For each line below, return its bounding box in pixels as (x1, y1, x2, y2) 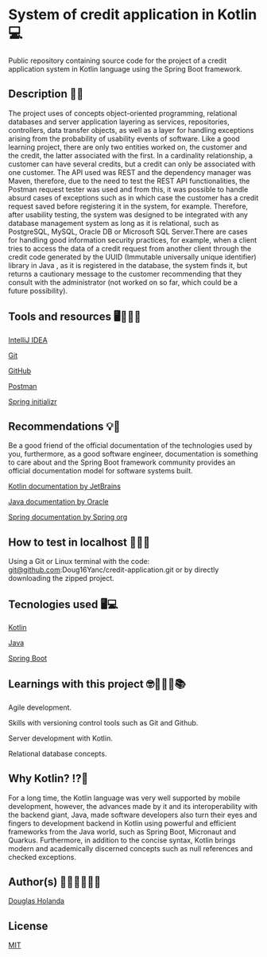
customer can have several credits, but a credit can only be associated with (8, 159, 256, 169)
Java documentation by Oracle (8, 497, 109, 507)
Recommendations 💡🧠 (8, 419, 121, 433)
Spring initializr (8, 396, 57, 407)
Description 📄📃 (8, 88, 84, 101)
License (8, 919, 48, 932)
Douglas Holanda (8, 897, 65, 906)
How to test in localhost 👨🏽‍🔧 (8, 535, 151, 549)
